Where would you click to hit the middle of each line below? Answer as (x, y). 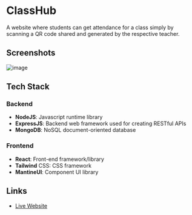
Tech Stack (28, 87)
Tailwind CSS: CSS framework (53, 165)
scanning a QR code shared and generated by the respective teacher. (93, 33)
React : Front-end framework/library (60, 159)
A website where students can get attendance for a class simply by (90, 27)
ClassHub (31, 11)
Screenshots (31, 53)
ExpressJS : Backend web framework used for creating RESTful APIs (101, 124)
